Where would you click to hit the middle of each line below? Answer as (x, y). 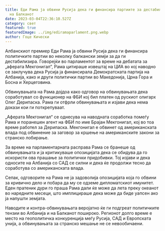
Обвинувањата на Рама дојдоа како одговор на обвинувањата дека (77, 92)
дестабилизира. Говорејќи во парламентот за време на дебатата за (76, 61)
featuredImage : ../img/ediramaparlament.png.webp (57, 32)
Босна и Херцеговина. (28, 82)
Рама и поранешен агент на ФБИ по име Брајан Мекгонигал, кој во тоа (80, 122)
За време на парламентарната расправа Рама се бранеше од (70, 147)
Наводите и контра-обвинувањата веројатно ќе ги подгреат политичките (82, 208)
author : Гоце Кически (27, 37)
